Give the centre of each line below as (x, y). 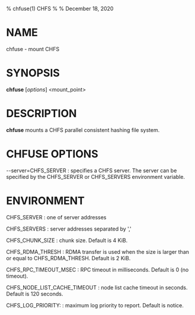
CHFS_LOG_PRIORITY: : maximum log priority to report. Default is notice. (95, 305)
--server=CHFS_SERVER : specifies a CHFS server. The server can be (92, 170)
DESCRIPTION (41, 114)
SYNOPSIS (33, 73)
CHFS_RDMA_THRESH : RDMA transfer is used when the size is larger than (98, 251)
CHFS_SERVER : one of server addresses (56, 217)
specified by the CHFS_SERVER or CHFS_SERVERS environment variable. (96, 177)
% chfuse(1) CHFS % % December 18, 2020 (60, 9)
